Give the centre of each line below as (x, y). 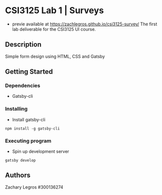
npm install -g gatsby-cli (32, 129)
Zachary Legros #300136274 (34, 187)
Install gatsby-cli (29, 119)
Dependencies (23, 86)
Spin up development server (40, 152)
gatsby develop (20, 161)
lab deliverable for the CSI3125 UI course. (54, 29)
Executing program (28, 141)
